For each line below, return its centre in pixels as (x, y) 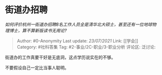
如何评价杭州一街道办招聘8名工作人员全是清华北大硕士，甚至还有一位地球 (79, 24)
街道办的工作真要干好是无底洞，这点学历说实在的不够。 (60, 57)
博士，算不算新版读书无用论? (38, 30)
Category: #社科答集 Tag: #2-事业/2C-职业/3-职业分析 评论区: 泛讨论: (86, 47)
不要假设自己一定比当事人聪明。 (37, 67)
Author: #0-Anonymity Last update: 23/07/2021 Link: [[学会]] (77, 41)
